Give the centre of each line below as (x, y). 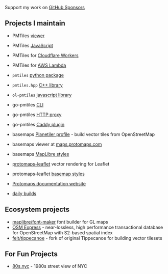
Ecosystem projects (37, 210)
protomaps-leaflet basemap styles (48, 174)
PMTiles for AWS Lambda (39, 65)
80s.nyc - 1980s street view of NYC (50, 266)
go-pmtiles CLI (28, 104)
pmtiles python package (38, 75)
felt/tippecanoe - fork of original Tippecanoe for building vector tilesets (87, 238)
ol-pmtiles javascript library (42, 95)
